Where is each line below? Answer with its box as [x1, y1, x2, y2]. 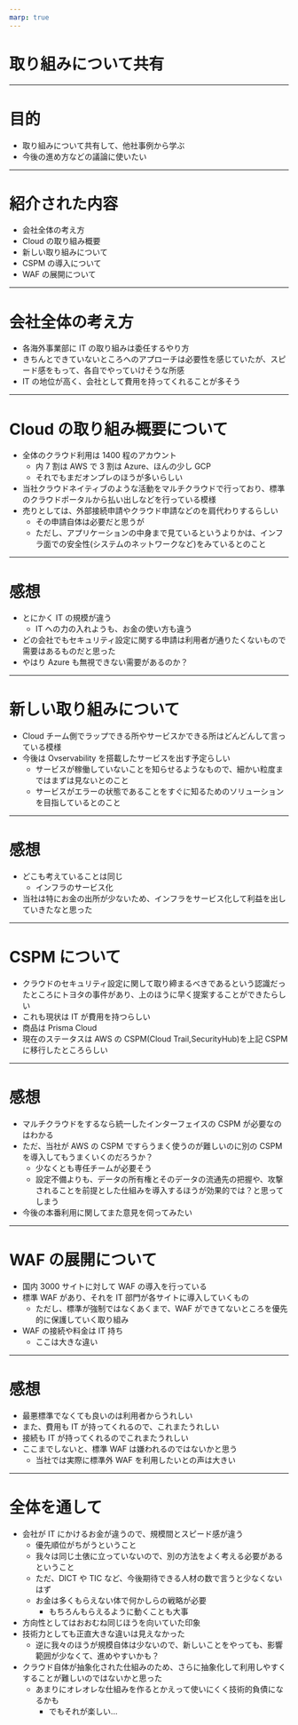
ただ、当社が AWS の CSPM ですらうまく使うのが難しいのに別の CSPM [21, 1141, 283, 1151]
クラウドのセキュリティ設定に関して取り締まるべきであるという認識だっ [21, 978, 286, 989]
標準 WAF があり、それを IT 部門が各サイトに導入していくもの [21, 1292, 250, 1302]
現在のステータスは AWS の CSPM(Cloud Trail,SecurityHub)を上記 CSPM [21, 1033, 288, 1044]
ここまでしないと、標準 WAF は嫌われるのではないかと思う [21, 1444, 238, 1454]
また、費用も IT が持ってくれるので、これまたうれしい [21, 1421, 220, 1432]
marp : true [9, 12, 50, 22]
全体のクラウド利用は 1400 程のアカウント [21, 450, 177, 461]
